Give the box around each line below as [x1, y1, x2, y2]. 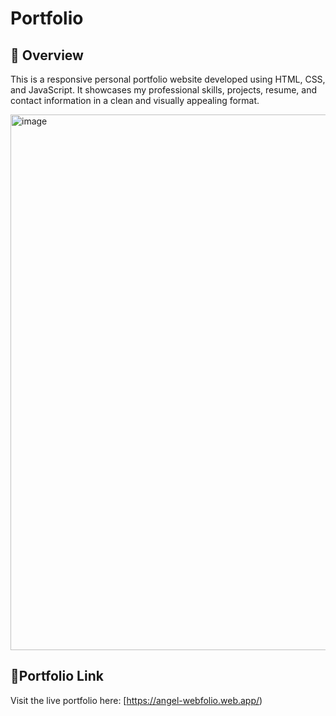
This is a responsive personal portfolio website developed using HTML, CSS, [10, 73, 326, 85]
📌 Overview [10, 47, 84, 64]
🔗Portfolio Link [10, 668, 104, 685]
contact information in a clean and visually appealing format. [10, 95, 260, 106]
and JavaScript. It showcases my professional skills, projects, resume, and [10, 84, 317, 96]
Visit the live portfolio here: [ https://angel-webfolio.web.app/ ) [10, 694, 263, 706]
